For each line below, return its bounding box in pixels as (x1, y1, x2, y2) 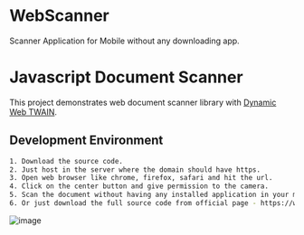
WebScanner (9, 5, 110, 26)
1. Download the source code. (9, 156, 124, 165)
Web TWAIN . (9, 106, 57, 117)
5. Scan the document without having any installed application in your (9, 191, 290, 200)
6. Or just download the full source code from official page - (9, 199, 257, 208)
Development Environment (9, 133, 164, 148)
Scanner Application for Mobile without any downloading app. (9, 35, 240, 46)
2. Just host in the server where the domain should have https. (9, 164, 261, 174)
